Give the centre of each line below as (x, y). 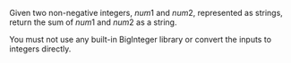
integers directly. (40, 49)
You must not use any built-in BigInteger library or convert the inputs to (140, 39)
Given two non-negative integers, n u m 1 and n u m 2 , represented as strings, (146, 13)
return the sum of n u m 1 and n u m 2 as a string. (93, 22)
